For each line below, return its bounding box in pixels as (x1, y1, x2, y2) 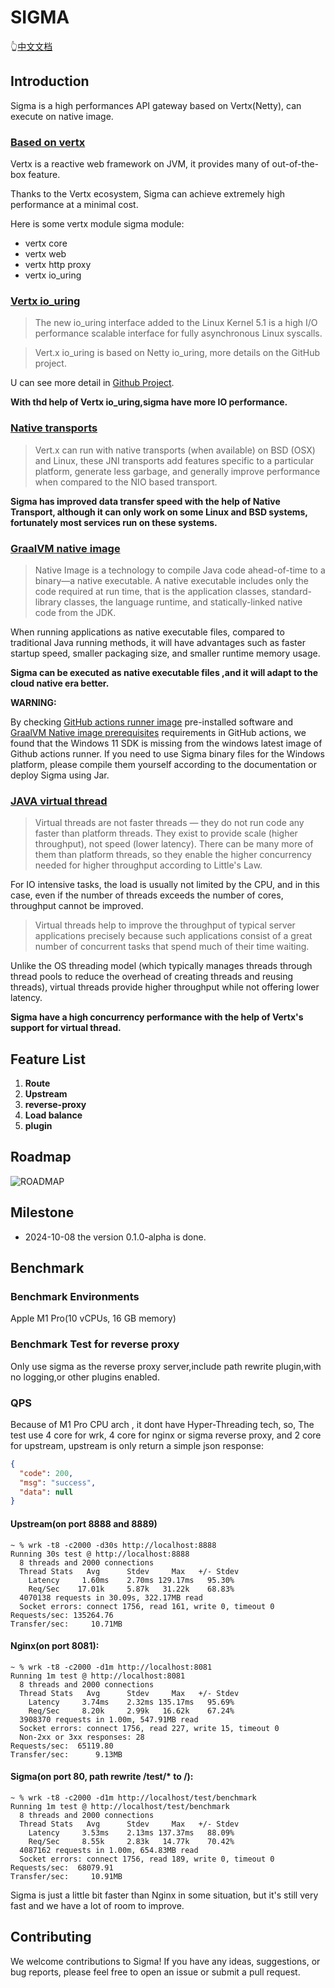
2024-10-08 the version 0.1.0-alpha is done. (24, 1231, 207, 1243)
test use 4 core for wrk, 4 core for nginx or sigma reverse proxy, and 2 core (10, 1429, 322, 1441)
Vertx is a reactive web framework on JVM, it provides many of (10, 158, 270, 170)
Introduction (10, 73, 90, 90)
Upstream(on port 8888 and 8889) (10, 1517, 158, 1530)
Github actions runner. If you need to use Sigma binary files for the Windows (10, 747, 325, 760)
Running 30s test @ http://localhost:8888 (10, 1549, 190, 1559)
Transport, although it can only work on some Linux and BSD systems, (10, 506, 308, 518)
